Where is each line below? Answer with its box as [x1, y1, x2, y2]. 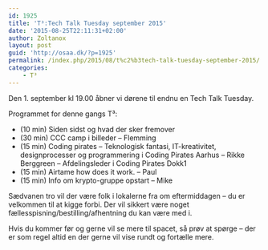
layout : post [8, 42, 52, 50]
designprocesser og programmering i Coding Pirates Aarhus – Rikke [19, 150, 245, 159]
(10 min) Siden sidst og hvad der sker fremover [19, 124, 175, 134]
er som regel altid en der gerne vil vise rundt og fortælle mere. [8, 232, 214, 241]
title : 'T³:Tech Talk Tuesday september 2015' [8, 19, 167, 27]
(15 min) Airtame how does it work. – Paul [19, 167, 157, 176]
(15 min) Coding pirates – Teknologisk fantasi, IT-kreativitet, [19, 141, 217, 151]
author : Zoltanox [8, 34, 67, 42]
